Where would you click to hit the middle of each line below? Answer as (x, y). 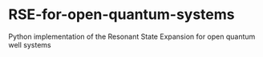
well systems (30, 44)
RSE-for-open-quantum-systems (121, 15)
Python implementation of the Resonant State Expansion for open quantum (132, 36)
